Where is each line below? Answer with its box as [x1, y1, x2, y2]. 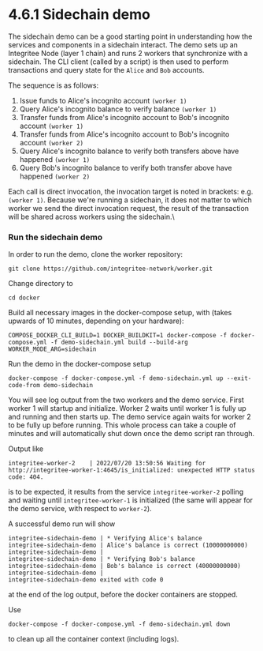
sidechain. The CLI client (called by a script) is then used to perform [8, 57, 229, 66]
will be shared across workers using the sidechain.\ [8, 212, 175, 221]
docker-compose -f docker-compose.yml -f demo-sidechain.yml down [8, 620, 231, 629]
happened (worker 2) [19, 171, 91, 181]
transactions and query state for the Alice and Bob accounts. [8, 65, 205, 74]
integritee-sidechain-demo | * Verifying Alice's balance [8, 535, 202, 543]
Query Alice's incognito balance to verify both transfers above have [19, 146, 239, 156]
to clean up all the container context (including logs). [8, 634, 180, 644]
